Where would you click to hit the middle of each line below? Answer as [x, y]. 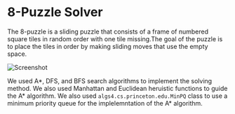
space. [17, 54]
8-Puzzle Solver [55, 12]
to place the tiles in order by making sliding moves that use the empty [108, 46]
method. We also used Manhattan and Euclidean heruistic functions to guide [117, 88]
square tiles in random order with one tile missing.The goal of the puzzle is [115, 38]
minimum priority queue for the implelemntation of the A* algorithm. [105, 103]
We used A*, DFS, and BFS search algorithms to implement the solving [110, 80]
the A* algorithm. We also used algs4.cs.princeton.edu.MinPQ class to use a [117, 96]
